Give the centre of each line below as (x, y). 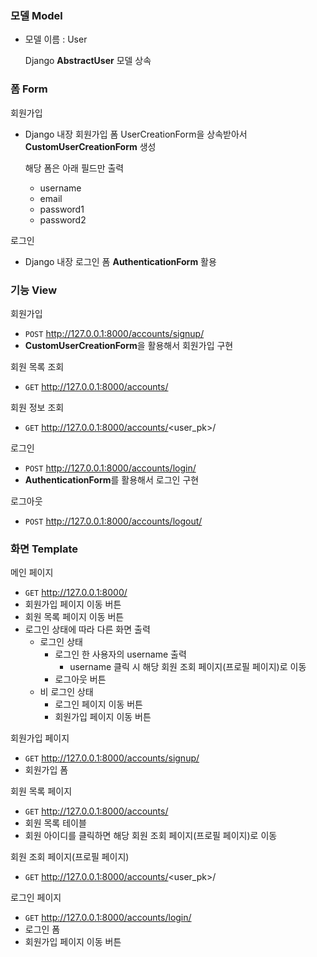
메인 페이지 (32, 573)
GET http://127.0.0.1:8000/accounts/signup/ (112, 758)
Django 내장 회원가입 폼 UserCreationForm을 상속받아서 (136, 134)
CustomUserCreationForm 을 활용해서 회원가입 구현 (129, 345)
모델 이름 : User (56, 39)
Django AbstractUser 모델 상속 (88, 61)
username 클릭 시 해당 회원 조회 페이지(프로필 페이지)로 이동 (188, 667)
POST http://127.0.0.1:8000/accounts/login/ (110, 468)
